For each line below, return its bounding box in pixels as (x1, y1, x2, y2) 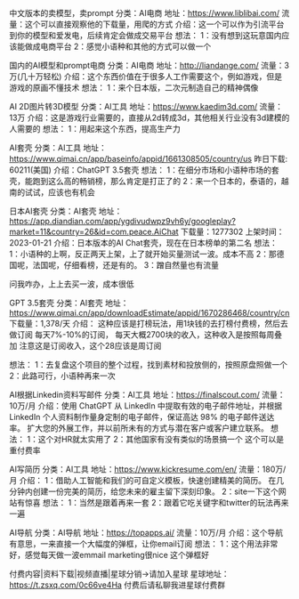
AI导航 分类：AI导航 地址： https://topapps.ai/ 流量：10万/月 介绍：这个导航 (9, 528, 283, 538)
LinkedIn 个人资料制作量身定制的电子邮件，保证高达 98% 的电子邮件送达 (9, 412, 275, 422)
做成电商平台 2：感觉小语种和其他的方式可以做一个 (24, 41, 212, 52)
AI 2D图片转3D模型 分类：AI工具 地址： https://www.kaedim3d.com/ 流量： (9, 101, 283, 111)
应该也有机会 (47, 187, 95, 198)
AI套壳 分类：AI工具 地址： (9, 142, 107, 153)
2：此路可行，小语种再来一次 (9, 370, 116, 381)
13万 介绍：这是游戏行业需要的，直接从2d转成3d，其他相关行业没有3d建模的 (9, 112, 290, 123)
